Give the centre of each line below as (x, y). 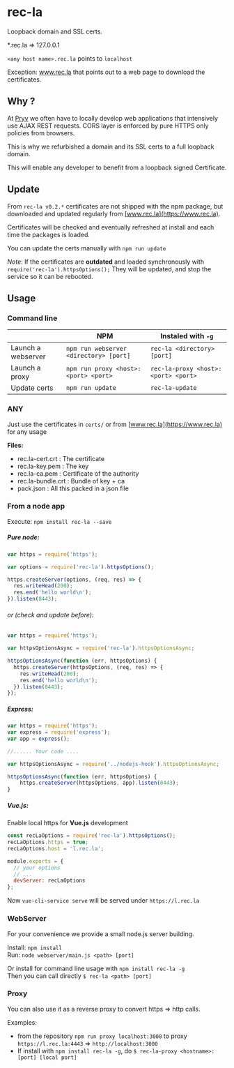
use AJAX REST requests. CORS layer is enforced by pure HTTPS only (108, 126)
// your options (37, 868)
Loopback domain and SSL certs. (55, 31)
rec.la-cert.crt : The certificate (61, 458)
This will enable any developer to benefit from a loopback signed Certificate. (117, 167)
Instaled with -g (187, 336)
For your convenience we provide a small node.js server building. (101, 934)
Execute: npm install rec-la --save (60, 521)
